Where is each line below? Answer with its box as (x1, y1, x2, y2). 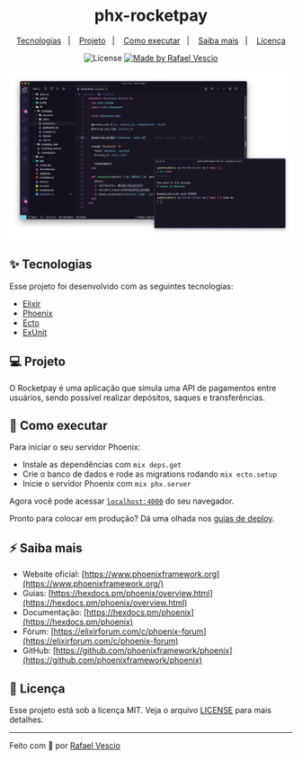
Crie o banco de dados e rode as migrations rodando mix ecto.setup (22, 469, 277, 479)
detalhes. (9, 714, 44, 725)
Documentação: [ (22, 607, 87, 618)
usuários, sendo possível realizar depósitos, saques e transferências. (9, 392, 265, 403)
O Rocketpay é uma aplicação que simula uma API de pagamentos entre (9, 382, 277, 393)
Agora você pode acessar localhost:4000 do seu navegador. (9, 496, 235, 506)
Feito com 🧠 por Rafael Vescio (9, 740, 121, 751)
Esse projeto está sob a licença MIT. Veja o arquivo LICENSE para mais (9, 705, 272, 716)
